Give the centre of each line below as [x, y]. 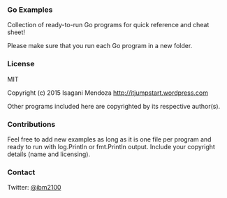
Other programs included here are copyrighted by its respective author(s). [114, 106]
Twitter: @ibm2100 [34, 188]
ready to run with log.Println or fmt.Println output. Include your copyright [111, 146]
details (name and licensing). [49, 154]
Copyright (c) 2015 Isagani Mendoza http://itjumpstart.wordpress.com [108, 93]
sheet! [16, 32]
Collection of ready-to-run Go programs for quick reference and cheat [108, 25]
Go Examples [30, 10]
